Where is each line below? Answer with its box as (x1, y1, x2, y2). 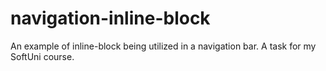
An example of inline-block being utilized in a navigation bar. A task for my (10, 40, 317, 52)
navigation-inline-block (10, 7, 211, 30)
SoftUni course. (10, 50, 75, 62)
